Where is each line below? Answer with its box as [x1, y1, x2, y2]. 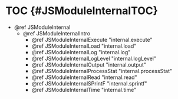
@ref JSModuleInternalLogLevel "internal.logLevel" [31, 55, 157, 62]
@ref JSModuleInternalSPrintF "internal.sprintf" [31, 80, 147, 87]
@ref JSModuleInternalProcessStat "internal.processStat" [31, 67, 172, 74]
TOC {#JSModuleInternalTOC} [5, 4, 159, 18]
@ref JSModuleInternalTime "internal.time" [31, 86, 137, 93]
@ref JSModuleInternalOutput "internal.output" [31, 61, 147, 68]
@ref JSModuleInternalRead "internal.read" [31, 74, 137, 81]
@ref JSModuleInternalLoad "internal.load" [31, 42, 137, 49]
